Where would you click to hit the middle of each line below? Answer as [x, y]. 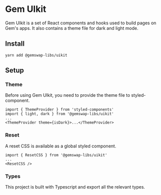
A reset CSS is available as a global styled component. [61, 146]
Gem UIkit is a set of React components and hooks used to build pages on [81, 23]
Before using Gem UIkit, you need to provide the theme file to [68, 95]
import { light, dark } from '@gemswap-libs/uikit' [59, 114]
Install [15, 44]
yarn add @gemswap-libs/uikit [36, 55]
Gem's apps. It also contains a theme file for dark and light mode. [72, 28]
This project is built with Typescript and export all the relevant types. [75, 187]
